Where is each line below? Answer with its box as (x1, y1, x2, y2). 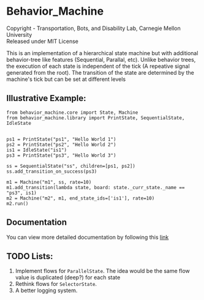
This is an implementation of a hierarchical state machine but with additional (6, 49, 198, 56)
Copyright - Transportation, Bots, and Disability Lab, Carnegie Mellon (6, 24, 181, 32)
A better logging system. (15, 287, 78, 294)
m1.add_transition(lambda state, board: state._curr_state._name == (6, 184, 185, 190)
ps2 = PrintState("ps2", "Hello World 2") (6, 141, 116, 148)
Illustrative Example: (6, 93, 87, 103)
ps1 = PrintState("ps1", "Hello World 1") (6, 136, 116, 142)
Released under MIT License (6, 37, 78, 45)
